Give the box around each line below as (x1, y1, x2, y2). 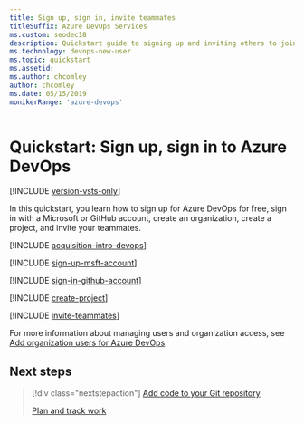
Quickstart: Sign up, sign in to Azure (9, 137, 288, 157)
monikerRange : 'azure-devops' (9, 97, 124, 107)
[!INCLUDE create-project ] (9, 293, 109, 304)
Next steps (9, 363, 72, 379)
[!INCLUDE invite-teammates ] (9, 310, 120, 322)
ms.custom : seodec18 (9, 30, 88, 39)
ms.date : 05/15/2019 (9, 89, 88, 98)
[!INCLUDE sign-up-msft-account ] (9, 257, 138, 268)
